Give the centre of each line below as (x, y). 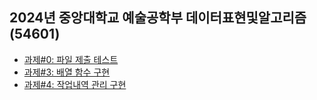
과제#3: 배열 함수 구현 (67, 72)
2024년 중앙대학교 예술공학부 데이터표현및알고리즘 (158, 18)
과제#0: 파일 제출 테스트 (71, 59)
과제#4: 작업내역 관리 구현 (75, 84)
